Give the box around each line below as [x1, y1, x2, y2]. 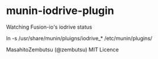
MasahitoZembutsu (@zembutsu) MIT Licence [6, 46, 120, 53]
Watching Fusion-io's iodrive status [6, 23, 92, 30]
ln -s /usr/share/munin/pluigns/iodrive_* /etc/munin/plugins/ [6, 34, 153, 41]
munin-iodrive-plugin [6, 4, 114, 18]
